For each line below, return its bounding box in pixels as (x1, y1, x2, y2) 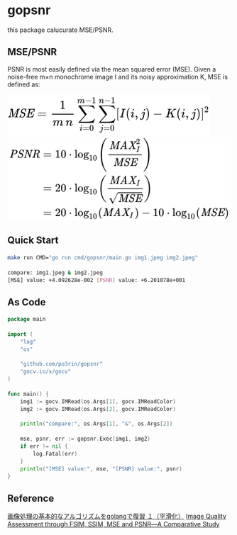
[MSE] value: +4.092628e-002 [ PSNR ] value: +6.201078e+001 (7, 276, 186, 283)
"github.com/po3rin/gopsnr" (20, 361, 103, 368)
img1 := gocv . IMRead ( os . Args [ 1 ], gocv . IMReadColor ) (20, 398, 176, 405)
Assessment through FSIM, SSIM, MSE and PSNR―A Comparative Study (7, 520, 220, 529)
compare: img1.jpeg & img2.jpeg (7, 269, 103, 276)
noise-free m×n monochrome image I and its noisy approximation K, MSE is (7, 72, 228, 81)
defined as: (7, 80, 40, 89)
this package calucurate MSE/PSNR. (7, 26, 114, 34)
